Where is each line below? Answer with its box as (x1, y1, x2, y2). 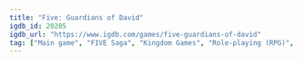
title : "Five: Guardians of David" (9, 13, 144, 22)
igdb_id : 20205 (9, 22, 67, 30)
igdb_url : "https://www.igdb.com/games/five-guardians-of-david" (9, 30, 261, 39)
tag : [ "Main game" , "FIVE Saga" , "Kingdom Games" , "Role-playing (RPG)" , (9, 38, 295, 48)
